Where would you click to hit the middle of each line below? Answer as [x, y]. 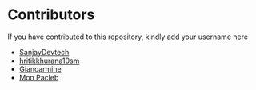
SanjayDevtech [44, 52]
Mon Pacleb [39, 77]
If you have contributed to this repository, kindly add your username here [128, 37]
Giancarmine [40, 68]
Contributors [51, 15]
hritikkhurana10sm [49, 61]
